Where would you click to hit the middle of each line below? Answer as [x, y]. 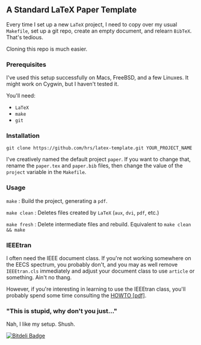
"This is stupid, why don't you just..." [62, 311]
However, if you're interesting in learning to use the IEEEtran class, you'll [96, 289]
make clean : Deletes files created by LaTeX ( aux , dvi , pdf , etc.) [83, 213]
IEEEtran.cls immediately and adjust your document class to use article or [100, 271]
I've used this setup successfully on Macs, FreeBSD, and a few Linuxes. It [97, 78]
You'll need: [21, 96]
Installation [23, 136]
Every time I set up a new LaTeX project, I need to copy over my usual [92, 24]
